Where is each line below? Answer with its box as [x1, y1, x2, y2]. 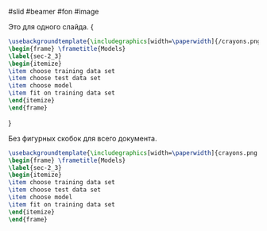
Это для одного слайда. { [8, 22, 94, 31]
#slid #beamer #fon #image [8, 7, 99, 16]
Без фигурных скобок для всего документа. [8, 133, 157, 143]
